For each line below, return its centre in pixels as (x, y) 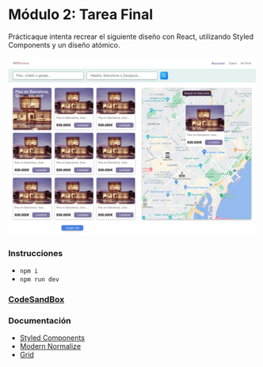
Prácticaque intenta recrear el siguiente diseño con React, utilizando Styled (131, 36)
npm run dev (39, 280)
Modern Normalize (50, 346)
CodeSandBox (36, 300)
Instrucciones (36, 253)
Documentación (40, 320)
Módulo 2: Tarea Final (81, 15)
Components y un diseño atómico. (64, 44)
